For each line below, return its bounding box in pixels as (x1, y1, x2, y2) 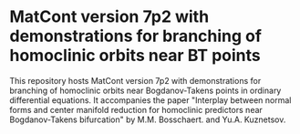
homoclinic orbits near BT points (9, 46, 262, 66)
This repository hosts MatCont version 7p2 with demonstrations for (9, 75, 262, 86)
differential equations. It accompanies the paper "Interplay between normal (9, 94, 292, 106)
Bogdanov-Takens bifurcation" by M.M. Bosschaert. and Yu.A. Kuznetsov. (9, 114, 286, 125)
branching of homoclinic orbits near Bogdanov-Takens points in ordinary (9, 85, 282, 96)
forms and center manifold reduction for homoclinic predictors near (9, 104, 263, 115)
